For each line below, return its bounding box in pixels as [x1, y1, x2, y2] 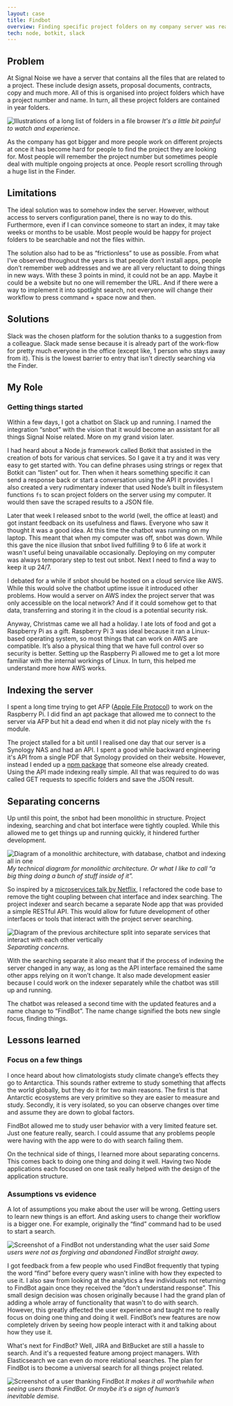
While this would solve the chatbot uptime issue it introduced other [7, 584, 198, 592]
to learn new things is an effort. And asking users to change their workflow [7, 1212, 221, 1220]
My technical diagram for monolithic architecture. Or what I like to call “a [7, 864, 216, 873]
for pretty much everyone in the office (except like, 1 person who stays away [7, 346, 225, 355]
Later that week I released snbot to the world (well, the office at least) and [7, 512, 218, 520]
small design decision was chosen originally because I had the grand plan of [7, 1291, 225, 1299]
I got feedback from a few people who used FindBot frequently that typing [7, 1261, 220, 1270]
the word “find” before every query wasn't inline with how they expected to [7, 1268, 222, 1277]
